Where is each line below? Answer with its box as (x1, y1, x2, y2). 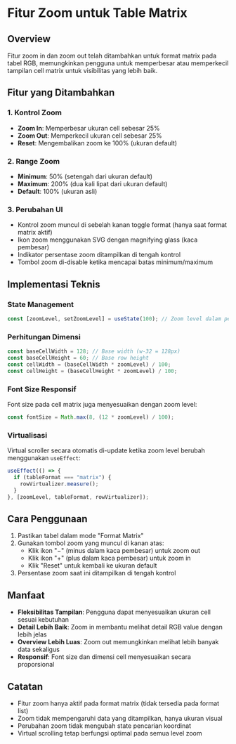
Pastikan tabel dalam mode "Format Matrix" (17, 532, 144, 540)
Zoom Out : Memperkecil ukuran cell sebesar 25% (17, 131, 163, 140)
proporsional (17, 660, 55, 669)
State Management (7, 299, 74, 309)
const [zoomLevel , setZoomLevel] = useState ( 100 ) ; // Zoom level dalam (7, 315, 221, 322)
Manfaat (7, 589, 45, 601)
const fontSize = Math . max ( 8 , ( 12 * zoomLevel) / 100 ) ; (7, 413, 174, 421)
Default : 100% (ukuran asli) (17, 187, 98, 195)
